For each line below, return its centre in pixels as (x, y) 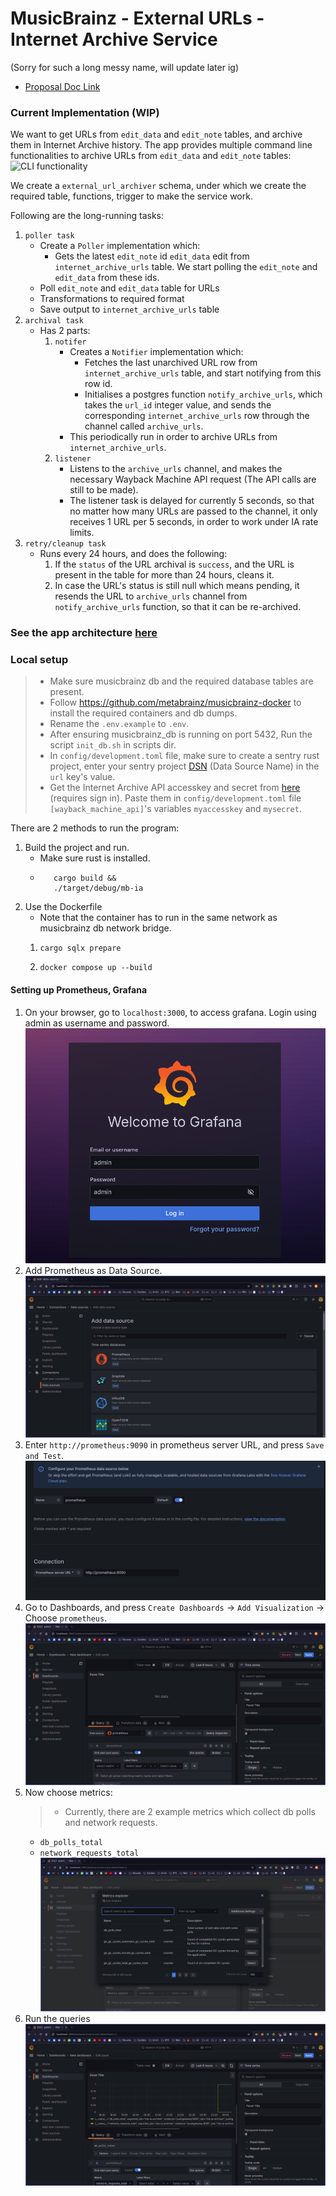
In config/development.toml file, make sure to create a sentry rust (184, 756)
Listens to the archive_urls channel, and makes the (176, 469)
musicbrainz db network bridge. (105, 928)
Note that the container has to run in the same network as (158, 918)
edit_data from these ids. (107, 278)
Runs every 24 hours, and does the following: (133, 554)
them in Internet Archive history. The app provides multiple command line (161, 145)
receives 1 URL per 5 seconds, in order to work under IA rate (194, 522)
